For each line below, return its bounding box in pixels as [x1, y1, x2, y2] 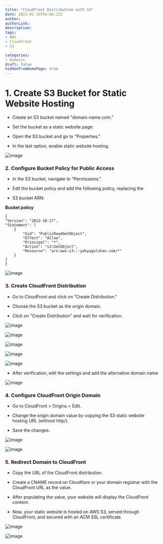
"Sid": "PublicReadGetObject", [23, 231, 87, 236]
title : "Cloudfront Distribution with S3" [5, 7, 94, 12]
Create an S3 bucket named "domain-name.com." [12, 114, 114, 121]
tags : [5, 30, 16, 35]
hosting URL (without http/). [12, 417, 69, 423]
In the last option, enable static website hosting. [12, 143, 109, 149]
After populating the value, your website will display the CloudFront [12, 494, 149, 500]
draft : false [5, 62, 32, 67]
